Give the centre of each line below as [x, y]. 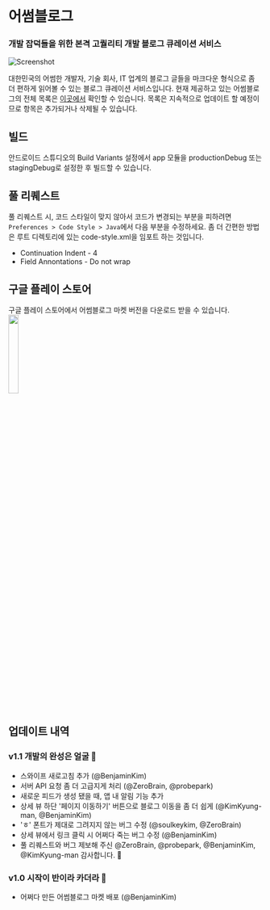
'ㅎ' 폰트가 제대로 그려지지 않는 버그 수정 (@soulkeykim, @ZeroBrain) [131, 824]
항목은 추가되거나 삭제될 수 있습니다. [80, 109]
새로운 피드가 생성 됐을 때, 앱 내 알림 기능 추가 [91, 795]
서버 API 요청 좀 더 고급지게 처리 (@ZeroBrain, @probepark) [116, 786]
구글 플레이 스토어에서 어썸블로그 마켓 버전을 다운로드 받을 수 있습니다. [119, 310]
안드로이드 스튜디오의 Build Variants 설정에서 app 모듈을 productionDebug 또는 [135, 157]
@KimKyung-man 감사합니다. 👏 [71, 855]
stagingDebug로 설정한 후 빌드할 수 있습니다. [80, 168]
